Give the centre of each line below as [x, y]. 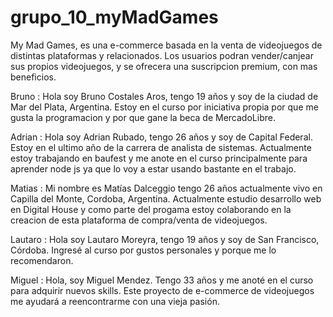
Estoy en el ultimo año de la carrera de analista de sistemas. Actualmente [161, 147]
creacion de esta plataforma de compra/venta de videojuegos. [139, 220]
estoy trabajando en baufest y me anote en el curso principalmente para [159, 158]
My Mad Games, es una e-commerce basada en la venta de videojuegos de [166, 45]
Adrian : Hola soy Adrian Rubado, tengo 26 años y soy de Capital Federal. [161, 137]
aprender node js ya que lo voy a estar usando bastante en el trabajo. [153, 168]
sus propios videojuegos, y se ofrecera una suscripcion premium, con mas [164, 66]
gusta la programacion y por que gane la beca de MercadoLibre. [143, 117]
